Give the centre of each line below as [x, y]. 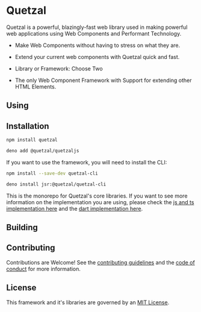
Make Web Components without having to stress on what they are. [97, 45]
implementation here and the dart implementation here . [75, 208]
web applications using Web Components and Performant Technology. [94, 33]
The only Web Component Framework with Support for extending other [103, 80]
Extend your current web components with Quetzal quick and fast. [97, 57]
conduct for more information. [44, 269]
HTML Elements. [36, 86]
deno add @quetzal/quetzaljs [43, 151]
